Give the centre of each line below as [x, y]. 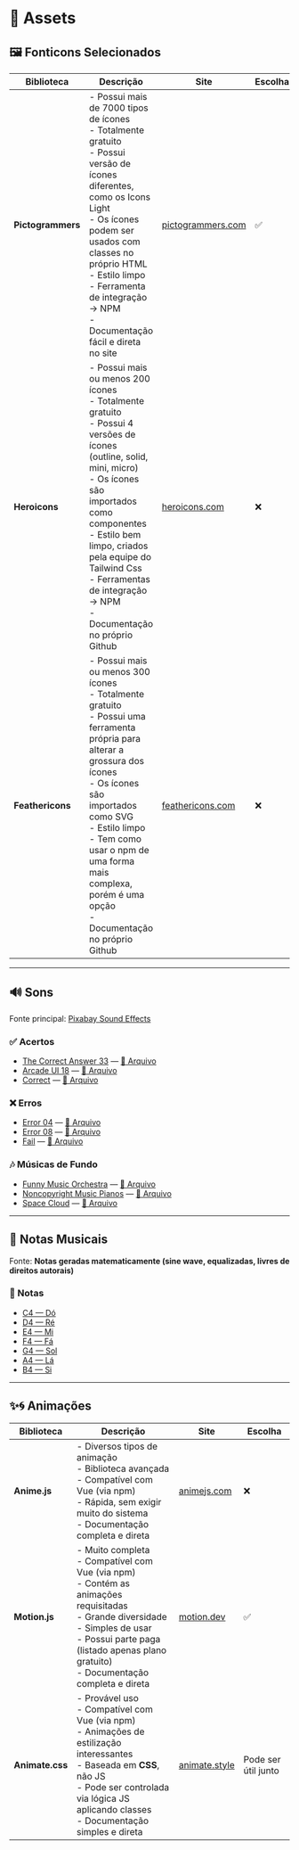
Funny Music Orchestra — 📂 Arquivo [89, 1184]
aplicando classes [114, 1809]
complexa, [110, 884]
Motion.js [34, 1616]
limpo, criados [118, 546]
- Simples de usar [114, 1628]
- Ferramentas [120, 579]
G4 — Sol [40, 1351]
